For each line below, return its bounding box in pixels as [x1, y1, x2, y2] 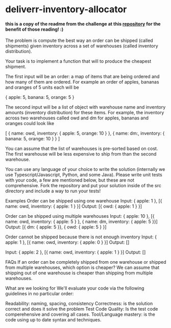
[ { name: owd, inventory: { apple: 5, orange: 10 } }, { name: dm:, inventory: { [5, 130, 165, 136]
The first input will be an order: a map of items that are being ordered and [5, 73, 160, 80]
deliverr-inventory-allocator [5, 4, 127, 15]
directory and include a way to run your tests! [5, 188, 101, 194]
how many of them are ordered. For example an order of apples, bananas [5, 79, 159, 85]
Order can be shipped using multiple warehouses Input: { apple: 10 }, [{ [5, 213, 155, 219]
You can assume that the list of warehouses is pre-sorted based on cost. [5, 145, 158, 152]
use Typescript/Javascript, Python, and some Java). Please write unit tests [5, 172, 162, 178]
